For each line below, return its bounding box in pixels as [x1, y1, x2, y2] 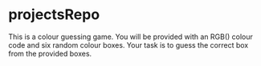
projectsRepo [8, 6, 100, 24]
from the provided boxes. [8, 49, 92, 58]
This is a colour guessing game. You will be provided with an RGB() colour [8, 32, 253, 41]
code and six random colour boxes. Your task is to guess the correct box [8, 40, 249, 49]
